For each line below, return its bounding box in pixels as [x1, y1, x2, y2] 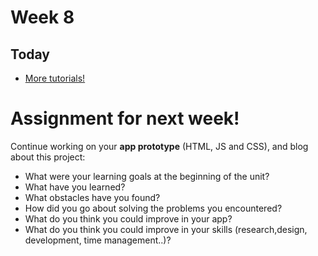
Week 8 [10, 6, 75, 29]
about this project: [10, 151, 86, 163]
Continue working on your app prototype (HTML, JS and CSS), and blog [10, 140, 309, 152]
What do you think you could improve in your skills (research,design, [24, 223, 308, 235]
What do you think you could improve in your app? [24, 212, 233, 225]
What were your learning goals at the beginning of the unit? [24, 170, 270, 182]
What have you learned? [24, 181, 126, 193]
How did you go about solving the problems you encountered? [24, 202, 283, 214]
